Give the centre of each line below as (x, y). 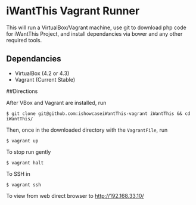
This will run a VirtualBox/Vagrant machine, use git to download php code (96, 27)
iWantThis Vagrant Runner (73, 11)
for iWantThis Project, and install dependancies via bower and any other (94, 33)
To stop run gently (29, 152)
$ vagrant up (22, 141)
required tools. (24, 40)
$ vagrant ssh (24, 185)
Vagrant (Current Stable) (45, 79)
